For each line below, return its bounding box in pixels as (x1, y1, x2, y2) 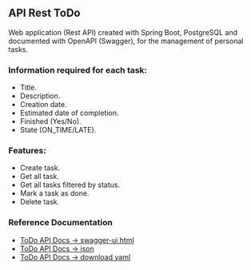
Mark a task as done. (19, 189, 90, 198)
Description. (19, 91, 61, 101)
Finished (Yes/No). (19, 117, 82, 126)
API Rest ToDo (8, 6, 81, 20)
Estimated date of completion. (19, 108, 119, 118)
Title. (19, 83, 38, 93)
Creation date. (19, 100, 67, 109)
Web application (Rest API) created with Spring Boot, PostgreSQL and (8, 27, 238, 37)
